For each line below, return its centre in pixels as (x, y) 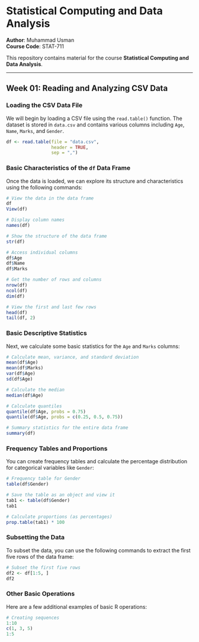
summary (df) (21, 434)
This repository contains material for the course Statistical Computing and (98, 58)
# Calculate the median (36, 390)
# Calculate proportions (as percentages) (59, 517)
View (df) (17, 209)
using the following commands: (44, 187)
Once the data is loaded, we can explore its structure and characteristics (95, 181)
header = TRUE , (70, 147)
